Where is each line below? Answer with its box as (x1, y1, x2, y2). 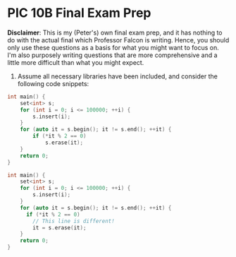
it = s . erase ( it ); (32, 224, 87, 231)
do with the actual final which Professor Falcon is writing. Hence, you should (7, 35, 230, 44)
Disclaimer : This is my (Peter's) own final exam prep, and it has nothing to (7, 28, 223, 37)
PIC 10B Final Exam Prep (7, 5, 151, 21)
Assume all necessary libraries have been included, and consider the (17, 72, 218, 80)
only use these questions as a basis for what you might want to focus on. (7, 43, 220, 52)
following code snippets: (17, 79, 89, 88)
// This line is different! (32, 217, 115, 225)
